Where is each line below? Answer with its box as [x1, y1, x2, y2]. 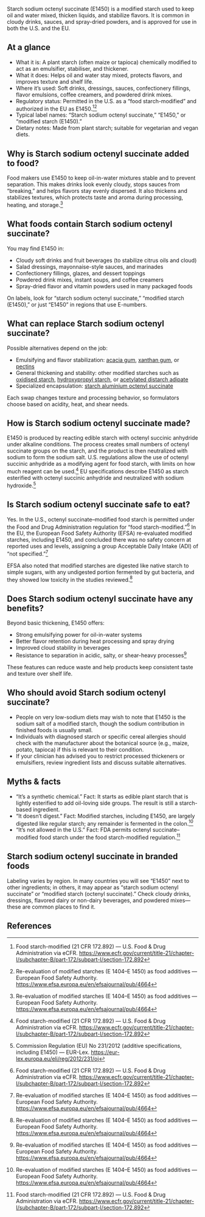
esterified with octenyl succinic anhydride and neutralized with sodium [7, 474, 184, 482]
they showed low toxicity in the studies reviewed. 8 [7, 575, 133, 583]
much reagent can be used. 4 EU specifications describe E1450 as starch [7, 467, 189, 475]
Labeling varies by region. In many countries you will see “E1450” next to [7, 877, 190, 884]
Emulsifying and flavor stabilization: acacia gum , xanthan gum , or [15, 356, 179, 363]
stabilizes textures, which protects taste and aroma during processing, [7, 194, 184, 201]
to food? [7, 158, 39, 169]
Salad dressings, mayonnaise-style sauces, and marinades [15, 263, 164, 271]
